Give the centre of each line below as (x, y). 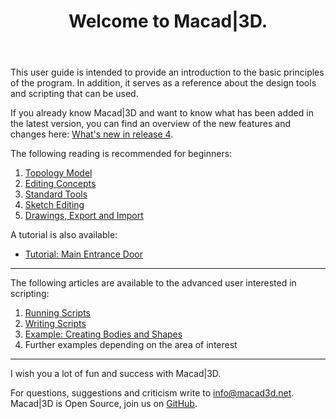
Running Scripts (57, 313)
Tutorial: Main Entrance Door (83, 254)
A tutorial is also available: (64, 235)
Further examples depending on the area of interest (131, 345)
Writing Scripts (55, 324)
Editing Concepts (60, 184)
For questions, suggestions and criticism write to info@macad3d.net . (152, 393)
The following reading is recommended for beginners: (121, 154)
